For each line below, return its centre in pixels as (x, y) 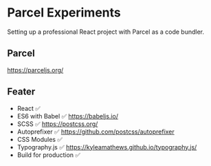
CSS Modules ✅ (40, 139)
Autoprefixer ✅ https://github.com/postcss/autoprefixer (96, 132)
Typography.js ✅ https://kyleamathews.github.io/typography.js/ (107, 147)
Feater (21, 92)
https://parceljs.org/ (35, 70)
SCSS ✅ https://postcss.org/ (57, 124)
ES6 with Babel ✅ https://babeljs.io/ (68, 116)
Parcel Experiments (64, 13)
